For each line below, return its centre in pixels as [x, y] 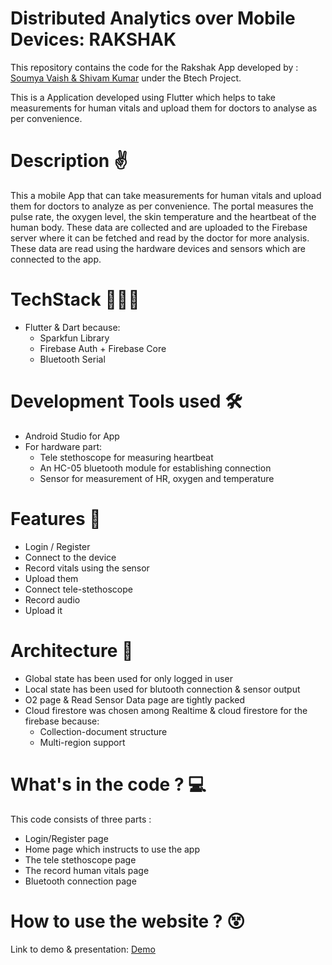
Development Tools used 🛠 [126, 401]
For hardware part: [63, 446]
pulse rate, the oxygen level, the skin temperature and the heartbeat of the [163, 216]
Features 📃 [56, 518]
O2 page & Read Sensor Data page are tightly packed [135, 699]
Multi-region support [82, 742]
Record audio [52, 599]
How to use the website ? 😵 [128, 921]
